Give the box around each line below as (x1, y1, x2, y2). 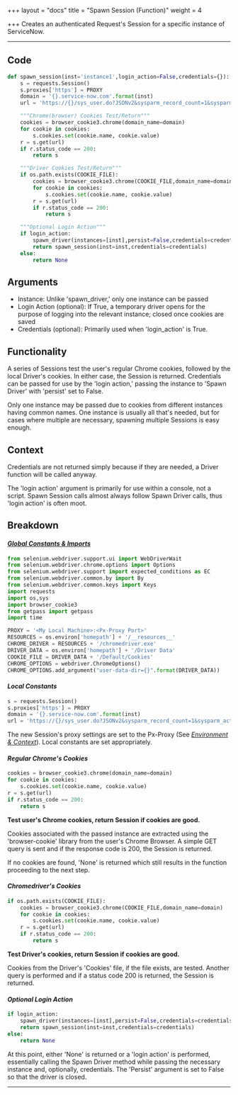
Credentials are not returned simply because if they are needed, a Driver (7, 463, 219, 471)
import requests (7, 588, 55, 595)
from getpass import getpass (7, 607, 93, 615)
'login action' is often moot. (7, 499, 87, 507)
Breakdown (7, 520, 59, 532)
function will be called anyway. (7, 471, 98, 478)
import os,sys (7, 595, 50, 602)
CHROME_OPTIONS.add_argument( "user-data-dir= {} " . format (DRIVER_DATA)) (7, 666, 220, 674)
